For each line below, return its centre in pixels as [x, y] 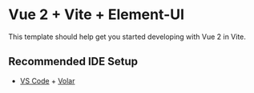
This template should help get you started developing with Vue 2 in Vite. [127, 37]
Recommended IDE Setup [73, 62]
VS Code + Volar [47, 80]
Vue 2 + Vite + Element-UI [97, 15]
